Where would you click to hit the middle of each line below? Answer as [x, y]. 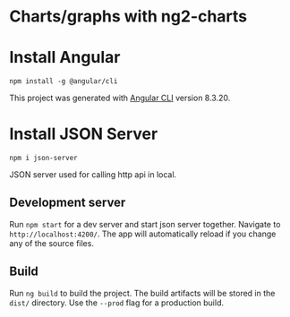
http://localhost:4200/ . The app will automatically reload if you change [143, 234]
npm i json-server [43, 158]
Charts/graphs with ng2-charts [128, 17]
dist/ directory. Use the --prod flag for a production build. [116, 303]
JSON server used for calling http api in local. [93, 175]
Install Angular [65, 58]
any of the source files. [51, 243]
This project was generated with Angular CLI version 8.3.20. [120, 98]
